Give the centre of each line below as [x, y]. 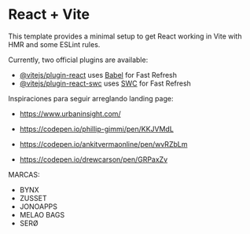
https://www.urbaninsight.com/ [70, 113]
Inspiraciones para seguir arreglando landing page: [91, 98]
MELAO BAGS [42, 214]
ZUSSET [33, 198]
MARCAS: [24, 174]
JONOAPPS [38, 207]
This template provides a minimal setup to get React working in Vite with [125, 36]
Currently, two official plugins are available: [78, 60]
